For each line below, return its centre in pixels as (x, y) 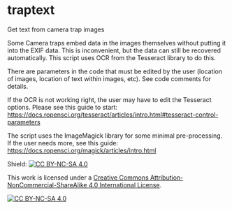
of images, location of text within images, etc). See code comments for (109, 78)
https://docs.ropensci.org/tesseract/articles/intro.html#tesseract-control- (113, 115)
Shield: (17, 164)
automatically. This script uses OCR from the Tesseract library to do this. (112, 57)
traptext (31, 10)
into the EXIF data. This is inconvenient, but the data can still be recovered (114, 50)
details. (18, 86)
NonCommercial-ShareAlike (47, 185)
